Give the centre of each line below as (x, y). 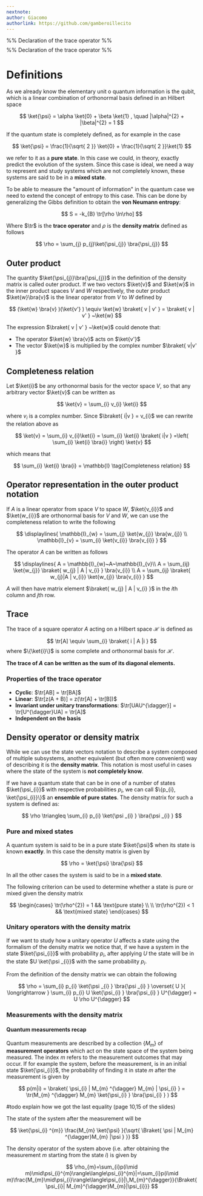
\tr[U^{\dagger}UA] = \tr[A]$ (51, 712)
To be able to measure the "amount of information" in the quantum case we (101, 189)
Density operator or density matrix (73, 737)
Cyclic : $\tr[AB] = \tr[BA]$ (48, 692)
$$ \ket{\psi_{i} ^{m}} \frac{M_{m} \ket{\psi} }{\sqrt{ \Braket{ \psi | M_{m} (102, 1130)
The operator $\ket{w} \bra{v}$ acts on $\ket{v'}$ (78, 339)
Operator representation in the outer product (92, 485)
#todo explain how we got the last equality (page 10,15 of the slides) (91, 1107)
